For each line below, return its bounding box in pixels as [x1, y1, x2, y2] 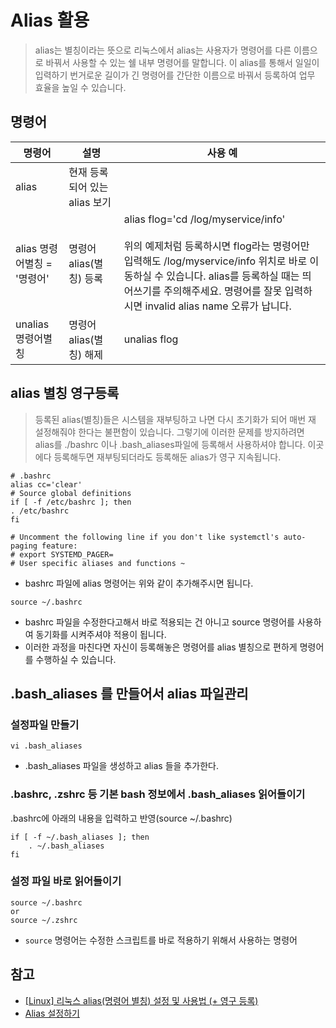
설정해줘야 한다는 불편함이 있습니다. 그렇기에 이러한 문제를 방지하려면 [34, 426, 305, 438]
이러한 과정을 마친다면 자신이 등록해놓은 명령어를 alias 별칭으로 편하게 [24, 641, 298, 653]
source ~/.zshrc [10, 915, 78, 925]
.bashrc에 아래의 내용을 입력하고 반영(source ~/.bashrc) [10, 812, 233, 824]
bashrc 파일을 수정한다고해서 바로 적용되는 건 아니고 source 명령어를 [24, 616, 295, 628]
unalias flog [123, 332, 179, 346]
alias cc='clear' [10, 479, 83, 490]
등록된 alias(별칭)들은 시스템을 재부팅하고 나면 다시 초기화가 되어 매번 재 [34, 413, 317, 425]
